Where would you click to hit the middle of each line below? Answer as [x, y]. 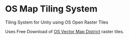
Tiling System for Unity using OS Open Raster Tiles [57, 22]
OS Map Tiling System [51, 9]
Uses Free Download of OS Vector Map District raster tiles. [65, 31]
